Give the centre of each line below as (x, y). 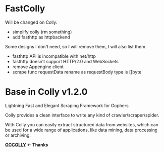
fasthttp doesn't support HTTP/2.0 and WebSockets (65, 61)
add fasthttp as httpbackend (41, 37)
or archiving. (18, 135)
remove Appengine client (38, 67)
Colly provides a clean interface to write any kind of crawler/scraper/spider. (82, 115)
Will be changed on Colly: (31, 22)
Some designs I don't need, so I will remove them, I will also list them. (76, 46)
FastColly (25, 9)
